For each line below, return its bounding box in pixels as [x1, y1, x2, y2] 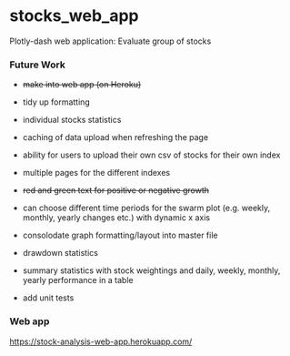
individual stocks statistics [22, 115, 122, 126]
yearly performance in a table [22, 275, 134, 286]
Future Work [9, 58, 65, 71]
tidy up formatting [22, 97, 91, 107]
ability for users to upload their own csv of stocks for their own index [22, 149, 281, 160]
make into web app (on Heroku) [22, 79, 142, 90]
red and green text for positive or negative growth [22, 185, 210, 196]
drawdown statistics [22, 248, 98, 259]
